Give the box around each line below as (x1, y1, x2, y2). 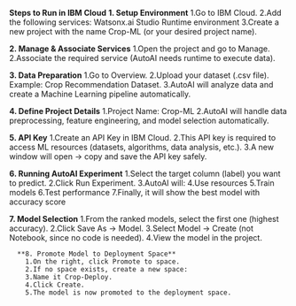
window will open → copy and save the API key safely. (9, 151, 207, 162)
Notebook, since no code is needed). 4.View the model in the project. (9, 233, 263, 242)
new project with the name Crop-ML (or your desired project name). (9, 27, 257, 36)
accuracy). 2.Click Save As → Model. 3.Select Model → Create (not (9, 223, 254, 233)
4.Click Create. (25, 280, 86, 289)
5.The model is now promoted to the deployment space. (25, 288, 232, 297)
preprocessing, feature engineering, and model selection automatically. (9, 115, 269, 126)
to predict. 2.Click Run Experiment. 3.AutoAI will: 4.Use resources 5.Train (9, 178, 275, 188)
